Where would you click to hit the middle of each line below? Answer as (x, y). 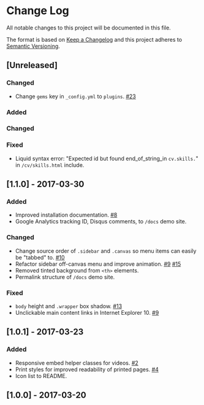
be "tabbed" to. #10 (40, 257)
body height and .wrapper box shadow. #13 (69, 306)
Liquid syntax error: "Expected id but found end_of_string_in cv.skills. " (107, 158)
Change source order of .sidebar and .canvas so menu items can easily (106, 251)
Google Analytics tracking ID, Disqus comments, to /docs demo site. (101, 222)
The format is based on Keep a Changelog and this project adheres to (94, 39)
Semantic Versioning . (33, 46)
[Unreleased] (32, 65)
